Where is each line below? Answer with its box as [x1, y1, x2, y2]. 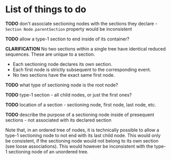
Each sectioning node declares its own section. [12, 61, 113, 67]
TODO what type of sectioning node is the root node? [5, 82, 118, 88]
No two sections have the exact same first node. [12, 72, 115, 78]
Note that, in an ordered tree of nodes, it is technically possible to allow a [5, 127, 160, 133]
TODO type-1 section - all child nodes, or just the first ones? [5, 92, 132, 98]
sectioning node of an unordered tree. [8, 148, 89, 154]
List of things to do [5, 4, 87, 15]
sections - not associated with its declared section [5, 117, 112, 123]
